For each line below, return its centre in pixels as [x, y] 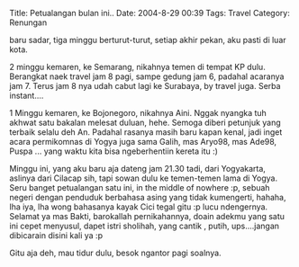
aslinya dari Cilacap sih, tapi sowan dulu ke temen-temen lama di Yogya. [143, 178]
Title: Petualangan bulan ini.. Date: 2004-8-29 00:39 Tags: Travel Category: [149, 13]
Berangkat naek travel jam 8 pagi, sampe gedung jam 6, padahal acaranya [147, 76]
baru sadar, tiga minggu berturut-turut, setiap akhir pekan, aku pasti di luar [148, 40]
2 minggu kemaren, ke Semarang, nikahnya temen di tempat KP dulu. [137, 67]
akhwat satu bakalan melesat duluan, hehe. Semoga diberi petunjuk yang [145, 122]
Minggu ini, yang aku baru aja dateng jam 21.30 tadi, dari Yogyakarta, [137, 169]
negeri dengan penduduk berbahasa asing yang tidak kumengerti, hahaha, [148, 197]
